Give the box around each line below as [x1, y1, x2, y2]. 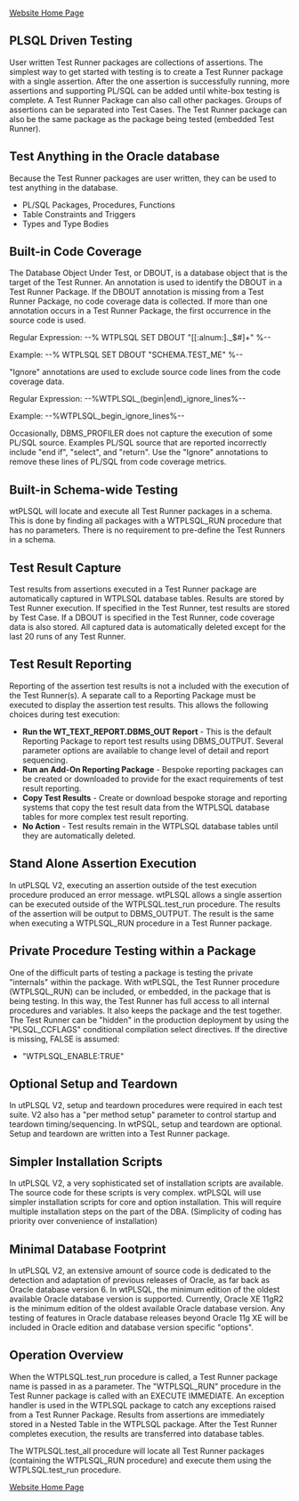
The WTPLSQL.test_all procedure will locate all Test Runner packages [9, 1445, 265, 1456]
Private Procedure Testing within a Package [9, 943, 256, 959]
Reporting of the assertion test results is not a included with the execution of [9, 681, 289, 691]
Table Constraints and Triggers [21, 208, 136, 219]
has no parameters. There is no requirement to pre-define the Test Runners [9, 525, 286, 535]
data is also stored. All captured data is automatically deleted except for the [9, 622, 287, 632]
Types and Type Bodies [21, 218, 109, 229]
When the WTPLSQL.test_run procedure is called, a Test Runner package [9, 1371, 279, 1382]
